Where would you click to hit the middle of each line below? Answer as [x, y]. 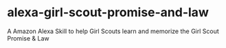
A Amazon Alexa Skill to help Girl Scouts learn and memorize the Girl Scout [113, 31]
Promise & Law [28, 38]
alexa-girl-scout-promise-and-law [108, 13]
